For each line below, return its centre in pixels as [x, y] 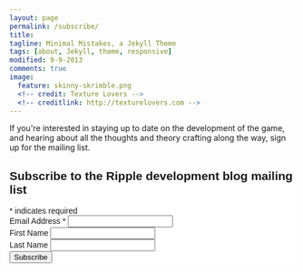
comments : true [38, 69]
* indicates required [44, 211]
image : [22, 77]
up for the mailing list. [50, 147]
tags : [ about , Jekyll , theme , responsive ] [91, 52]
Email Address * [38, 221]
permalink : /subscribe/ [54, 26]
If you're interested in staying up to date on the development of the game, [147, 128]
